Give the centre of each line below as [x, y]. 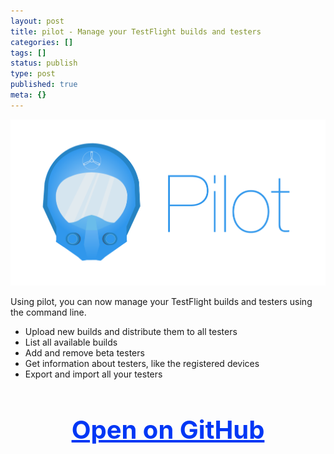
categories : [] [42, 42]
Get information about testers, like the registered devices [142, 363]
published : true [44, 85]
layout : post [37, 21]
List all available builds [71, 342]
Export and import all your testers [93, 374]
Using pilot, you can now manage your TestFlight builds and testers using [161, 301]
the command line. [48, 312]
